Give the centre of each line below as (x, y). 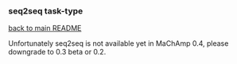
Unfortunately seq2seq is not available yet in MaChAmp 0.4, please (118, 43)
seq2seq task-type (46, 11)
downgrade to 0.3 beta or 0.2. (57, 52)
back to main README (45, 28)
